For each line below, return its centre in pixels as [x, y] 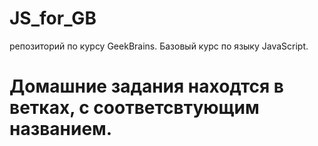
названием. [61, 129]
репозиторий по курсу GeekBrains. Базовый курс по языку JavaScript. [159, 46]
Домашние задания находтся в [146, 86]
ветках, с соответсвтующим [134, 108]
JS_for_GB [53, 18]
